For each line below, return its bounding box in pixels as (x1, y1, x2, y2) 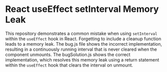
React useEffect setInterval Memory (5, 3, 159, 15)
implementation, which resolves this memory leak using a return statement (5, 57, 159, 63)
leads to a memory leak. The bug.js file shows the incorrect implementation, (5, 41, 162, 47)
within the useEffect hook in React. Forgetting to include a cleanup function (5, 36, 161, 42)
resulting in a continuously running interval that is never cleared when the (5, 46, 157, 52)
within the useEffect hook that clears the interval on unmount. (5, 62, 133, 68)
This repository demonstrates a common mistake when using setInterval (5, 30, 157, 36)
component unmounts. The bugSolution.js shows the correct (5, 51, 130, 58)
